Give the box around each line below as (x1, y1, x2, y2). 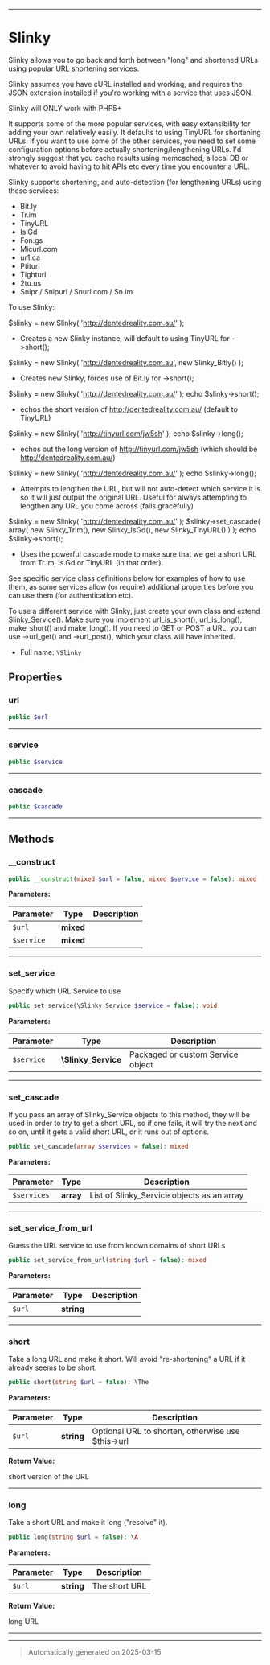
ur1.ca (19, 253, 41, 262)
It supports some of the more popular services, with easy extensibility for (8, 118, 251, 129)
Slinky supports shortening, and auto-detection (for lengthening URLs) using (8, 177, 262, 187)
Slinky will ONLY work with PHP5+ (8, 103, 122, 113)
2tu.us (19, 278, 42, 288)
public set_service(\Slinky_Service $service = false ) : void (8, 1001, 218, 1009)
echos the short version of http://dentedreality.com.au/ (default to (19, 404, 239, 414)
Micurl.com (19, 244, 58, 253)
